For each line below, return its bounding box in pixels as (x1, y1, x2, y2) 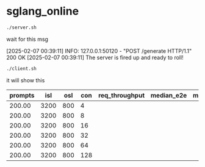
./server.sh (6, 24, 37, 30)
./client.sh (6, 65, 37, 71)
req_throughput (98, 91, 145, 99)
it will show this (6, 76, 45, 83)
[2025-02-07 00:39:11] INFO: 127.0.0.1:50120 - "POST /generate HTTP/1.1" (6, 47, 192, 54)
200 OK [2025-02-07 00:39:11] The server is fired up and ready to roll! (6, 54, 184, 61)
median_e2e (150, 91, 187, 99)
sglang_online (6, 4, 79, 18)
